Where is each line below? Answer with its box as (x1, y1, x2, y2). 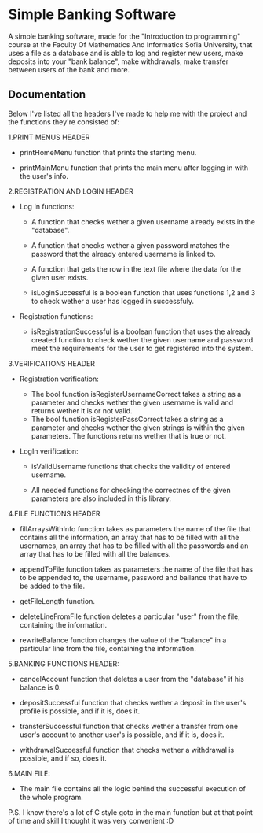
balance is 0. (19, 683, 61, 692)
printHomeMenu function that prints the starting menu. (19, 147, 197, 157)
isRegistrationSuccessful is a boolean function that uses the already (31, 327, 251, 336)
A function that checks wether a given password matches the (31, 240, 230, 250)
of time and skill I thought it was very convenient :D (8, 816, 174, 825)
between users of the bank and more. (8, 65, 130, 74)
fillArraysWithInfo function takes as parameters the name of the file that (19, 524, 251, 533)
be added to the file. (19, 581, 86, 591)
